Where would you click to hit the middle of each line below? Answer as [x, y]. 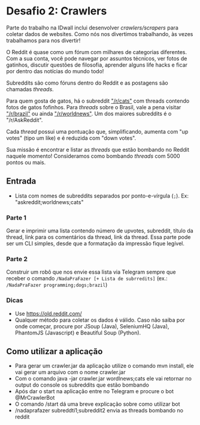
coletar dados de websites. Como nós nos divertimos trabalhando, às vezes [100, 34]
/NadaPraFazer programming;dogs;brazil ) [57, 285]
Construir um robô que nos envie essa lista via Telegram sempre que [91, 272]
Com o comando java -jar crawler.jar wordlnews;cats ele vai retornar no [103, 379]
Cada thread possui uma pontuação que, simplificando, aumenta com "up [97, 131]
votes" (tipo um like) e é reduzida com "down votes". [71, 138]
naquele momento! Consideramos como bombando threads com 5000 [93, 156]
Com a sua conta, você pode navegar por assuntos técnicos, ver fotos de [97, 58]
